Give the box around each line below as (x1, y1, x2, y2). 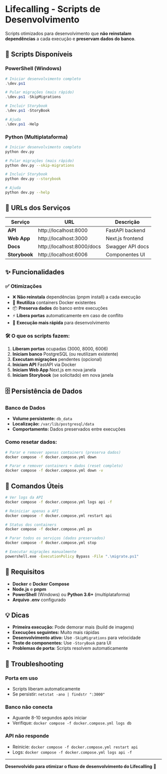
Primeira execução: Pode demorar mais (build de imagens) (12, 624, 134, 630)
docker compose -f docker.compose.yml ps (5, 527, 92, 532)
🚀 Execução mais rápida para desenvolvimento (12, 320, 110, 326)
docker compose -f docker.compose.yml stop (5, 540, 97, 546)
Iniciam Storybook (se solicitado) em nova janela (12, 372, 113, 378)
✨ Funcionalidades (5, 268, 65, 277)
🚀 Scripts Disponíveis (5, 50, 73, 59)
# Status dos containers (5, 522, 57, 527)
